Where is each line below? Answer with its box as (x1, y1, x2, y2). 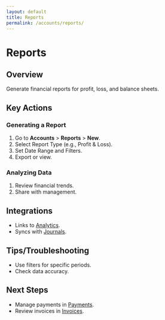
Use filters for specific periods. (14, 261, 91, 268)
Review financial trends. (14, 182, 74, 189)
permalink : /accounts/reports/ (6, 20, 84, 26)
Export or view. (14, 153, 53, 161)
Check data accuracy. (14, 267, 69, 274)
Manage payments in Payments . (14, 301, 94, 308)
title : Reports (6, 14, 44, 20)
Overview (6, 70, 44, 80)
